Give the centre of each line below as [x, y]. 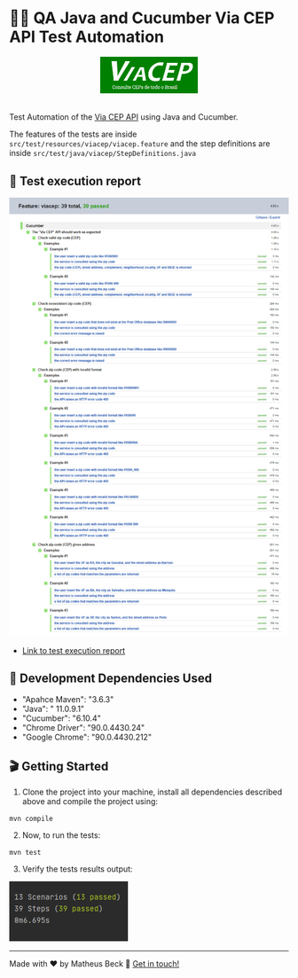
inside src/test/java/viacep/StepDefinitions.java [103, 153]
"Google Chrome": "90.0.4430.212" [87, 737]
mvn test [25, 853]
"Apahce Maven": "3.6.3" [68, 700]
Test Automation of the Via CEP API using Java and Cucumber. [124, 117]
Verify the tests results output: [77, 869]
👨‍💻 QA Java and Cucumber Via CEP [142, 18]
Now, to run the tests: [61, 835]
